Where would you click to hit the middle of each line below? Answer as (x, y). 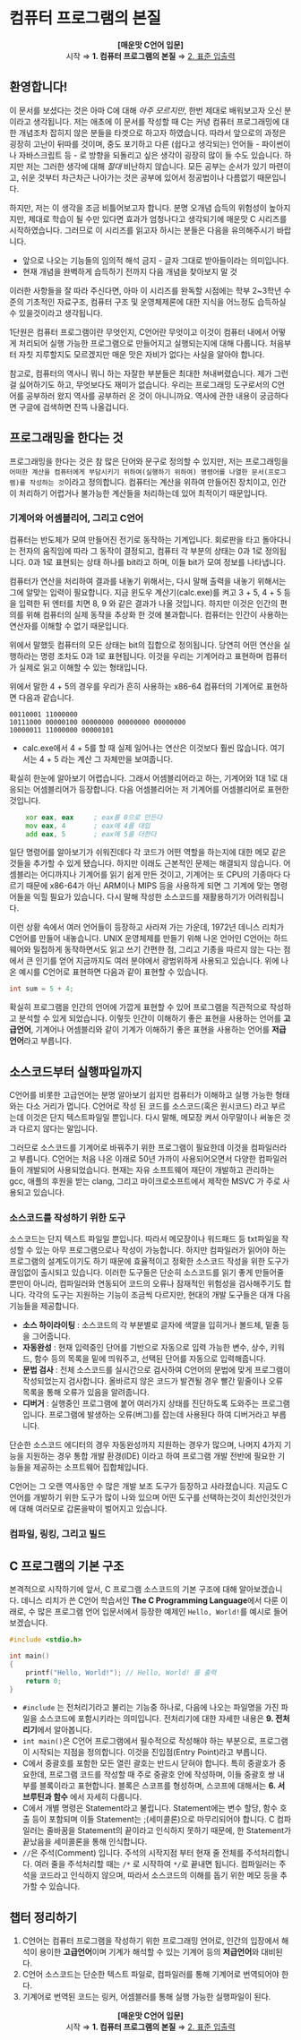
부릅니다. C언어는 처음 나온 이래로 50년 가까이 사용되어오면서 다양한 (138, 1159)
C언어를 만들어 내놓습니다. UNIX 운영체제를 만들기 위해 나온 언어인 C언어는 (140, 939)
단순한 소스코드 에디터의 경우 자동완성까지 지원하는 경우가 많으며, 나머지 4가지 (146, 1445)
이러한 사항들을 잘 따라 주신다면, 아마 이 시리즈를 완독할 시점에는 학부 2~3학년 (146, 290)
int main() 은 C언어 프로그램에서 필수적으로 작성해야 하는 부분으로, (140, 1741)
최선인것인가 (270, 1497)
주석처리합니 (267, 1853)
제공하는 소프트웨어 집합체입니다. (90, 1467)
